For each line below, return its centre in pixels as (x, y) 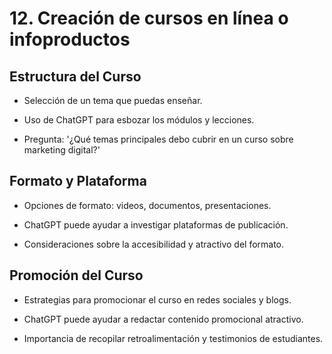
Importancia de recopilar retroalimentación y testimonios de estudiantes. (173, 338)
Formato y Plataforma (78, 181)
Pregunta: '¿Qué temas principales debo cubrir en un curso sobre (158, 139)
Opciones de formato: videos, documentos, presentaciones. (147, 205)
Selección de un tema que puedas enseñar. (113, 100)
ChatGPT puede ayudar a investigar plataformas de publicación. (156, 224)
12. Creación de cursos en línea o (149, 18)
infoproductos (70, 39)
